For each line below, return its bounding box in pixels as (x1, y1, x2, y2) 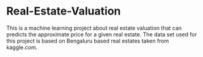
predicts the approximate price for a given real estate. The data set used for (6, 30, 197, 38)
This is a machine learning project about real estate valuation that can (6, 24, 182, 32)
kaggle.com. (6, 44, 38, 51)
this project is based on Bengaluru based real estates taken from (6, 37, 169, 44)
